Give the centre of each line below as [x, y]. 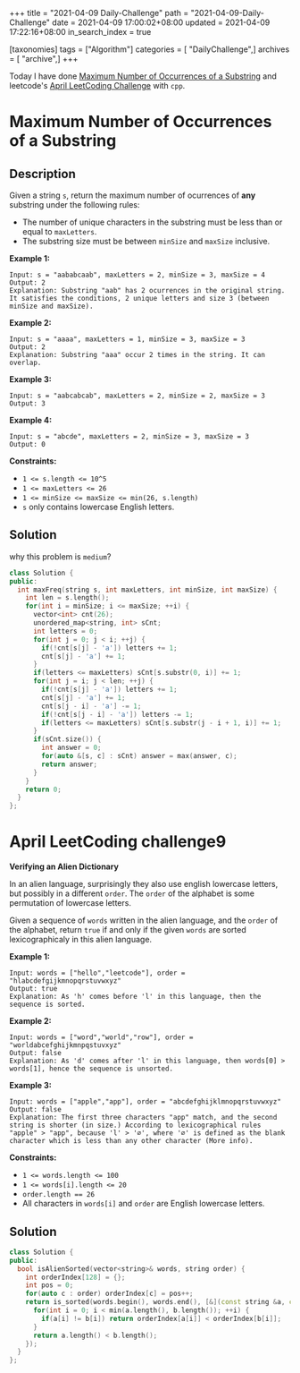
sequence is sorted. [48, 1005]
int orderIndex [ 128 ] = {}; [75, 1277]
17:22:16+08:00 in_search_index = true [80, 32]
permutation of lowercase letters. [71, 903]
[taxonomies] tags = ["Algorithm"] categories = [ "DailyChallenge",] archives [150, 49]
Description [42, 174]
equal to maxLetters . [59, 231]
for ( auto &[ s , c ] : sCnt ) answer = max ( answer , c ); [140, 756]
